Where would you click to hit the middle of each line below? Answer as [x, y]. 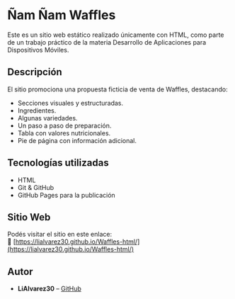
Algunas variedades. [47, 118]
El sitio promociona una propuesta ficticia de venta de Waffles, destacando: [117, 89]
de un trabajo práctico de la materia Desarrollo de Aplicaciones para [107, 42]
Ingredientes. [37, 111]
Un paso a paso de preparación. [64, 125]
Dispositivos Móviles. [38, 50]
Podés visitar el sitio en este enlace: [59, 235]
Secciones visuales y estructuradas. [70, 103]
